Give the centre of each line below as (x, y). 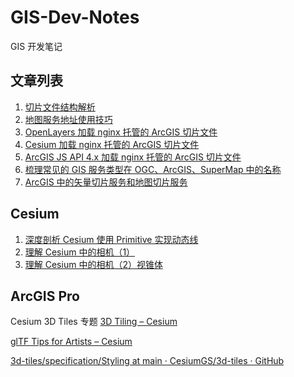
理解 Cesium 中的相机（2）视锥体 (93, 264)
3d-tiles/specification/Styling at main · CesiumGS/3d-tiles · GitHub (147, 361)
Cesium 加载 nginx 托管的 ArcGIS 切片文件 (112, 144)
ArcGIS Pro (45, 296)
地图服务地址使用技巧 (68, 119)
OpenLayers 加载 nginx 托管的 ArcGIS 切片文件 (121, 132)
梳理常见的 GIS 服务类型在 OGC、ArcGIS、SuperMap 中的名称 (153, 169)
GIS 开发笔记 (36, 46)
